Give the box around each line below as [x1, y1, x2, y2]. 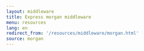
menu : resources [6, 19, 46, 25]
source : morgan [6, 36, 44, 42]
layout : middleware [6, 8, 55, 15]
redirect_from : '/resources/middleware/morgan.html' [6, 30, 139, 36]
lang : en [6, 25, 28, 31]
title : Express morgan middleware [6, 14, 92, 20]
